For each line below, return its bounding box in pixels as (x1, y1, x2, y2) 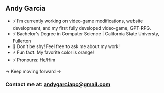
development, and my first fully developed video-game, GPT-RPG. (12, 25, 151, 31)
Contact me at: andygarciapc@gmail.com (5, 81, 111, 88)
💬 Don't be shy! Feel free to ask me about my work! (12, 43, 120, 50)
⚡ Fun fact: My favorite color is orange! (12, 49, 94, 55)
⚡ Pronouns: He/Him (12, 57, 56, 63)
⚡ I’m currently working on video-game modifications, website (12, 18, 143, 24)
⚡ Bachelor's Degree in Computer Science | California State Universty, (12, 30, 160, 37)
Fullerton (12, 38, 31, 44)
